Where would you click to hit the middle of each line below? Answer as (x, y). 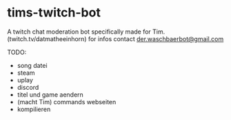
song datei (32, 65)
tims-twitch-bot (54, 13)
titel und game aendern (50, 95)
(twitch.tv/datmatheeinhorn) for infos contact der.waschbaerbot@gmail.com (115, 38)
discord (28, 87)
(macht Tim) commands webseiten (67, 101)
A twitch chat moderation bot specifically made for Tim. (86, 32)
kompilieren (34, 109)
